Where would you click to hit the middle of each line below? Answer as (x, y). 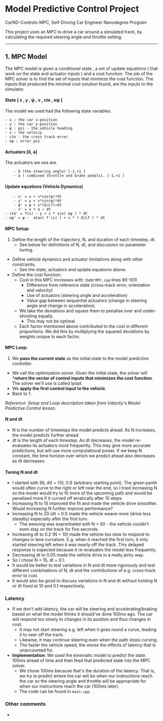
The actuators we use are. (31, 163)
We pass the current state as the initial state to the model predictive (80, 358)
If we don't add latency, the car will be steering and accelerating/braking (84, 609)
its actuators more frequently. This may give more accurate (91, 445)
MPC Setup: (17, 229)
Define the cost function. (37, 275)
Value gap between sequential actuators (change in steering (87, 300)
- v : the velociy (24, 132)
